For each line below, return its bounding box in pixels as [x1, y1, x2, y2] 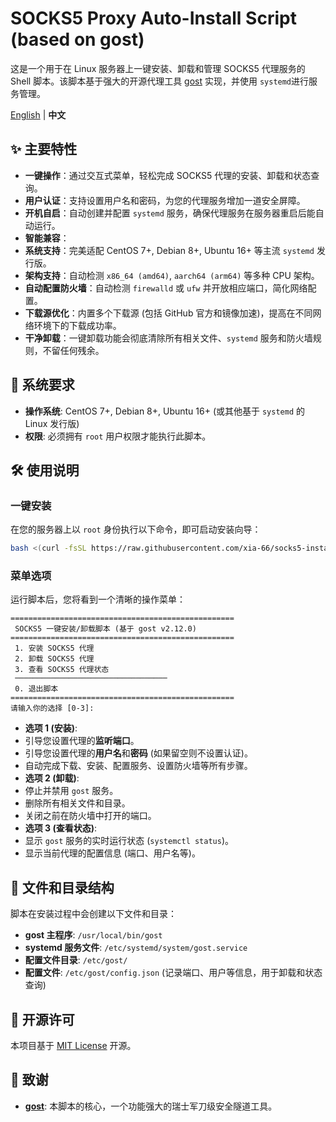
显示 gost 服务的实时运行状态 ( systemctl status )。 [24, 835, 235, 847]
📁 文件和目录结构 [10, 879, 115, 896]
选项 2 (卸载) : [24, 772, 80, 784]
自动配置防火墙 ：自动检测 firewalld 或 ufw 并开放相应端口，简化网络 [24, 282, 308, 294]
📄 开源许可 [10, 1011, 75, 1028]
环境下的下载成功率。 [33, 319, 122, 331]
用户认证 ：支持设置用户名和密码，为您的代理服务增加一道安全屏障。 [24, 194, 306, 206]
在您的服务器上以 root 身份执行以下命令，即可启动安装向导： [10, 523, 262, 536]
